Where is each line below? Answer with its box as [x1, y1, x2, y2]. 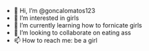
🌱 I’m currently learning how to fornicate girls [13, 21, 143, 29]
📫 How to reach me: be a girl [13, 37, 98, 44]
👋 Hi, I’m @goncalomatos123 [13, 7, 95, 14]
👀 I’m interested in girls [13, 14, 79, 22]
